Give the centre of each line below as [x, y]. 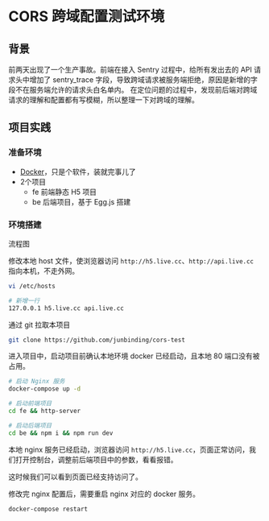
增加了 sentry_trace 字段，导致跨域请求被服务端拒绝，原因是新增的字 [143, 80]
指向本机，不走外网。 [43, 271]
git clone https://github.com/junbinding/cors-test [97, 340]
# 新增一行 [24, 300]
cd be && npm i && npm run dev [61, 433]
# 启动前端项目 [30, 403]
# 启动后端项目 [30, 425]
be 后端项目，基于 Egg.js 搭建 [81, 201]
